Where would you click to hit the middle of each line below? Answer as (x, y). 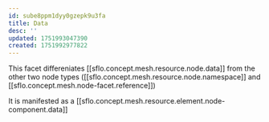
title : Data (28, 23)
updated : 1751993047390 (48, 38)
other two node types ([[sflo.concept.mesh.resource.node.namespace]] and (134, 77)
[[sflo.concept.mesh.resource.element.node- (151, 101)
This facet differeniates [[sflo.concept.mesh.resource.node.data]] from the (132, 68)
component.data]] (38, 110)
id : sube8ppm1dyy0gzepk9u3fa (57, 16)
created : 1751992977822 (48, 46)
